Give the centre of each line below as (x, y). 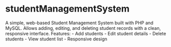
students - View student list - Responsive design (56, 39)
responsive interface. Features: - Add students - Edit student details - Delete (86, 33)
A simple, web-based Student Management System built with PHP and (79, 23)
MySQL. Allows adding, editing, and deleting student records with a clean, (83, 28)
